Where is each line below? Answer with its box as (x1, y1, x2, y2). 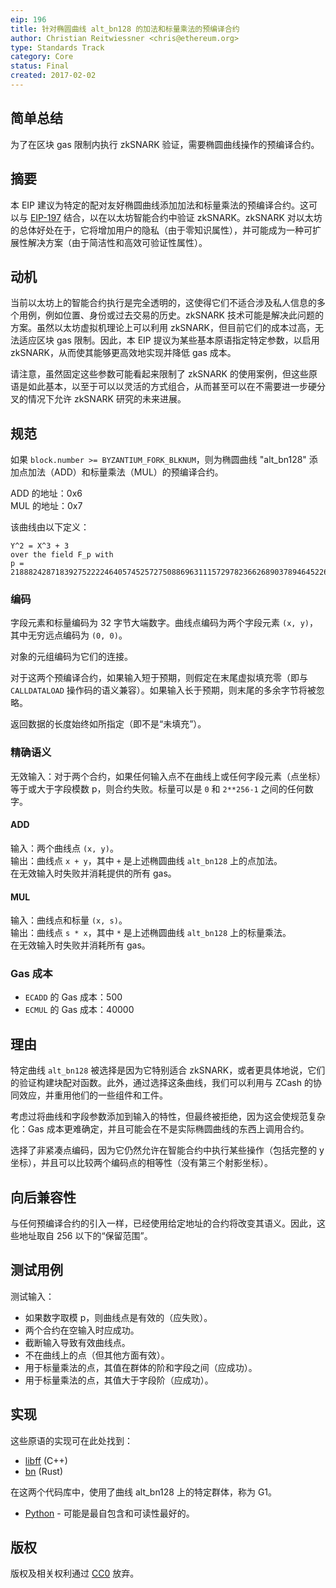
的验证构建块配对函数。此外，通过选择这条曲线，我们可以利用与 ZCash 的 (10, 1077, 313, 1089)
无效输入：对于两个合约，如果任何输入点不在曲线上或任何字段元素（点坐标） (10, 770, 326, 782)
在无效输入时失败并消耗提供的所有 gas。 (10, 867, 177, 879)
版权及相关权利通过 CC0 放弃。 (10, 1567, 140, 1580)
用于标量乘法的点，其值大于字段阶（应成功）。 (24, 1374, 214, 1386)
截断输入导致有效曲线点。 (24, 1336, 131, 1348)
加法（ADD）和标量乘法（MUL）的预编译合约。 (27, 466, 224, 478)
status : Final (10, 61, 70, 71)
